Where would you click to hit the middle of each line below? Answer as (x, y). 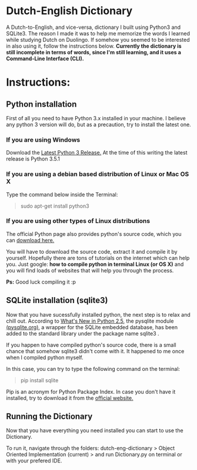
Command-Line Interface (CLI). (45, 58)
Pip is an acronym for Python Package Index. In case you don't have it (91, 392)
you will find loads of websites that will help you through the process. (90, 270)
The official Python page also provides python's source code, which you (94, 234)
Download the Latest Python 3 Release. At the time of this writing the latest (97, 153)
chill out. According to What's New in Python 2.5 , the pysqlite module (90, 321)
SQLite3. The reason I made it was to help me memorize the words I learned (98, 33)
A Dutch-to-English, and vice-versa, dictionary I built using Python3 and (94, 27)
